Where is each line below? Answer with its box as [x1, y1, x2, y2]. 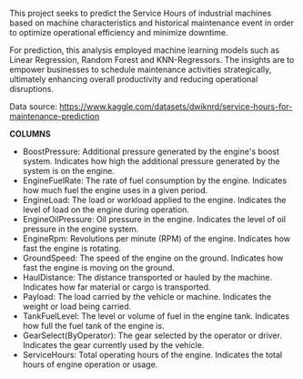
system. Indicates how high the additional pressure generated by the [22, 156, 280, 167]
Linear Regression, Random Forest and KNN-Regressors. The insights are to [9, 55, 295, 65]
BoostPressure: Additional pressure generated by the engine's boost [22, 146, 280, 157]
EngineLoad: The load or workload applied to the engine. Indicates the [22, 195, 287, 205]
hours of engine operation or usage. [22, 359, 158, 370]
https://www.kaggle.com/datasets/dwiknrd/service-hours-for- [58, 101, 293, 112]
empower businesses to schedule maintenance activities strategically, [9, 64, 272, 75]
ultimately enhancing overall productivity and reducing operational [9, 74, 258, 85]
